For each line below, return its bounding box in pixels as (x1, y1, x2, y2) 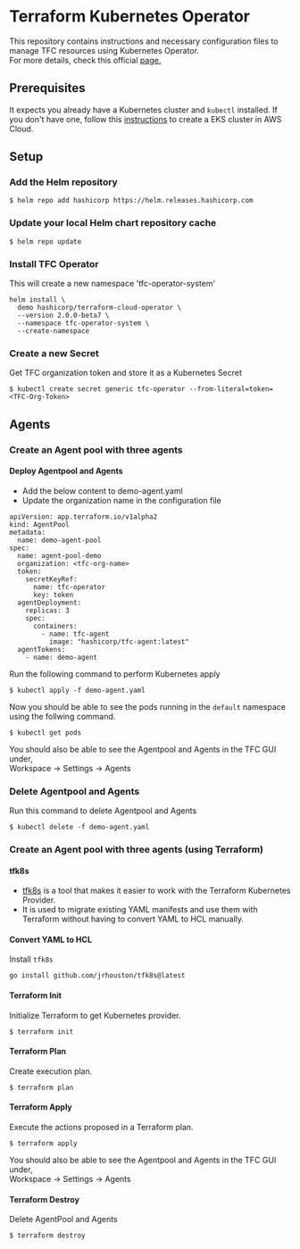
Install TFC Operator (9, 257, 99, 270)
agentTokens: (17, 645, 66, 654)
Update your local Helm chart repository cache (9, 217, 217, 229)
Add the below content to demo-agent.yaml (21, 485, 183, 496)
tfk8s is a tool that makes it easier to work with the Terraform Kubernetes (21, 886, 291, 896)
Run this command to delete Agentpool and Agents (9, 805, 197, 816)
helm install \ (9, 296, 66, 304)
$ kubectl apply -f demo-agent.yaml (9, 686, 146, 695)
